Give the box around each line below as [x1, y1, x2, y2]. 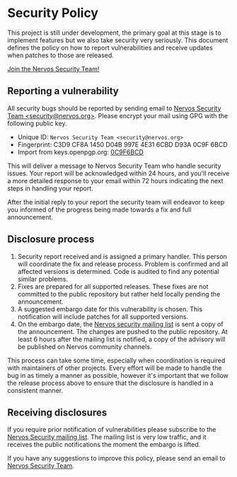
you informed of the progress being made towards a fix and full [7, 205, 192, 214]
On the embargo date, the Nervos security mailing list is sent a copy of [17, 320, 224, 328]
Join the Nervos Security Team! [7, 64, 100, 73]
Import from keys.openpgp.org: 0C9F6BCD [17, 147, 144, 156]
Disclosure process [7, 234, 95, 246]
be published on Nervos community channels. [17, 342, 152, 351]
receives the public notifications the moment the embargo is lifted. [7, 440, 201, 449]
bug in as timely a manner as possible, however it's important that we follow [7, 371, 229, 379]
